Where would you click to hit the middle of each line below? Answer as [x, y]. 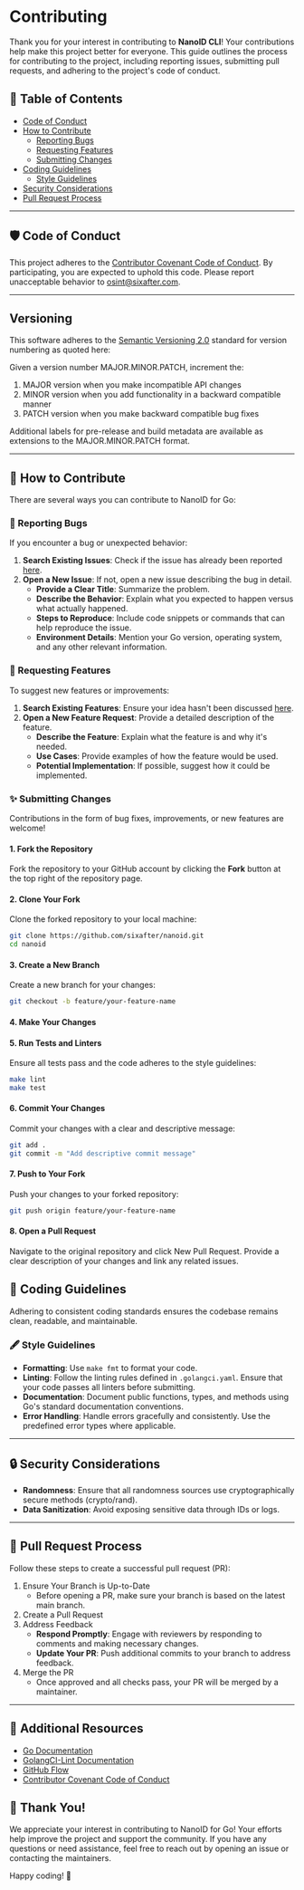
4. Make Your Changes [53, 1022]
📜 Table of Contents [66, 99]
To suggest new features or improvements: [90, 690]
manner [37, 404]
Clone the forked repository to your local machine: [103, 919]
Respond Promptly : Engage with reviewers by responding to [149, 1634]
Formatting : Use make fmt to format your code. [110, 1368]
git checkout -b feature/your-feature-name [93, 1002]
